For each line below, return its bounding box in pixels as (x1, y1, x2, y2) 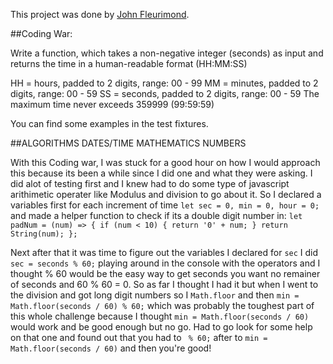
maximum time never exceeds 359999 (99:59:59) (10, 99, 215, 110)
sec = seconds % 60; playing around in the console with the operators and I (10, 257, 321, 269)
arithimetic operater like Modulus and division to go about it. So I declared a (10, 189, 322, 200)
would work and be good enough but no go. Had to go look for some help (10, 321, 313, 333)
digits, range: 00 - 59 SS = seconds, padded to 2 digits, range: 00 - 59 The (10, 88, 320, 99)
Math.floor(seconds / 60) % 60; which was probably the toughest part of (10, 300, 315, 311)
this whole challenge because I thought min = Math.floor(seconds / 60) (10, 310, 310, 322)
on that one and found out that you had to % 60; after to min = (10, 332, 268, 343)
